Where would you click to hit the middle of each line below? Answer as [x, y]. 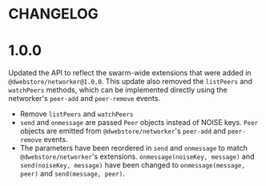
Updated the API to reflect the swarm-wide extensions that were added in [130, 73]
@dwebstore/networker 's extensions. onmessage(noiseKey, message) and [137, 156]
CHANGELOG [53, 14]
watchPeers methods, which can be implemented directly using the [118, 90]
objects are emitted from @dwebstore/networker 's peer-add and [123, 131]
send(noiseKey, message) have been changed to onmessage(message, [133, 165]
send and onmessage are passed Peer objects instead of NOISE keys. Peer [139, 123]
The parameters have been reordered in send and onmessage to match [134, 148]
